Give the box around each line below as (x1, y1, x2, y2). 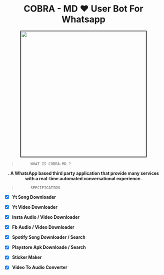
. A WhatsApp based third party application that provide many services (7, 170, 159, 176)
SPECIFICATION (30, 185, 60, 190)
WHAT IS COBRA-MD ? (30, 161, 71, 166)
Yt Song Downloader (11, 194, 56, 200)
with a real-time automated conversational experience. (25, 175, 142, 181)
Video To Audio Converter (11, 264, 67, 270)
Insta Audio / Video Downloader (11, 214, 80, 220)
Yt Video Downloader (11, 204, 58, 210)
